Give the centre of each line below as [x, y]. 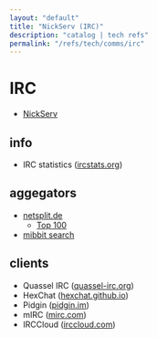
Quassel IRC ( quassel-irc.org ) [78, 285]
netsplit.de [42, 215]
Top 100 [51, 225]
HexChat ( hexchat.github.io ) [76, 295]
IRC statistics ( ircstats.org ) [73, 164]
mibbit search [48, 235]
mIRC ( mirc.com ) [54, 314]
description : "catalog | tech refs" [79, 35]
